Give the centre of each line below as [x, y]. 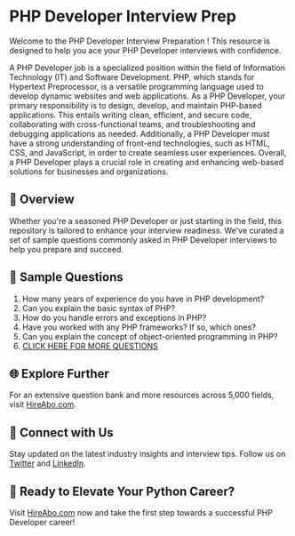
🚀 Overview [42, 200]
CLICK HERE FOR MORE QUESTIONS [90, 346]
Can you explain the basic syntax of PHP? [99, 308]
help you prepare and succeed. [67, 249]
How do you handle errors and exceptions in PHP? [114, 317]
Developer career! [42, 522]
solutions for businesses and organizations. [89, 172]
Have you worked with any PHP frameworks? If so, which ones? [139, 327]
